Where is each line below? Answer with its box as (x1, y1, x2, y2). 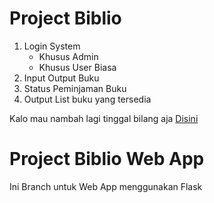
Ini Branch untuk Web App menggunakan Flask (9, 180, 203, 192)
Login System (23, 40, 81, 52)
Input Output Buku (23, 72, 100, 84)
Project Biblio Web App (9, 148, 205, 171)
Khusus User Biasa (38, 61, 117, 73)
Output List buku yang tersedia (23, 93, 152, 105)
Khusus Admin (38, 50, 99, 62)
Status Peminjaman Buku (23, 82, 127, 94)
